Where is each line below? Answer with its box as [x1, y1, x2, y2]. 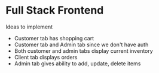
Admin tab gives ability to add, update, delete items [14, 60, 141, 67]
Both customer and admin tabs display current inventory [14, 47, 153, 54]
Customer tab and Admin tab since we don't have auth [14, 41, 149, 48]
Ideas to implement [5, 23, 53, 30]
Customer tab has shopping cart [14, 34, 94, 42]
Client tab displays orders [14, 53, 78, 61]
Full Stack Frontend [5, 4, 104, 17]
